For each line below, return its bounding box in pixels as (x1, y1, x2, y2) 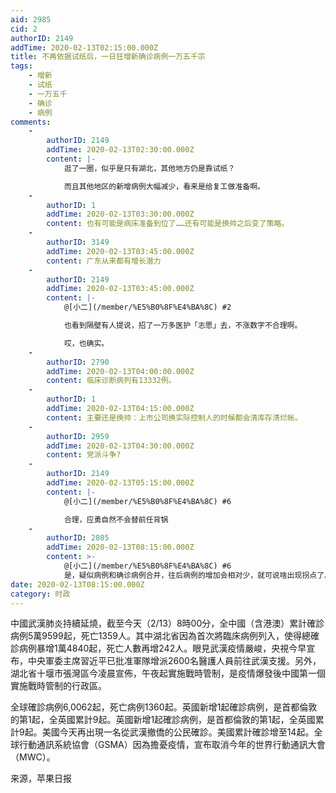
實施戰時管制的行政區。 (10, 680, 107, 692)
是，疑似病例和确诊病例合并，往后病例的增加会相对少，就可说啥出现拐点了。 (63, 570, 332, 580)
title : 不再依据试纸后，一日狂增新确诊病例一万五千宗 (10, 52, 206, 62)
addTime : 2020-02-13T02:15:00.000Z (10, 42, 159, 53)
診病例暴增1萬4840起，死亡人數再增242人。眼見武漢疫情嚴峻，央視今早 (10, 642, 307, 655)
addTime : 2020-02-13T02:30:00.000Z (46, 145, 195, 155)
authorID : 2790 (46, 357, 110, 367)
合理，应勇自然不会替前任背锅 (63, 514, 169, 525)
